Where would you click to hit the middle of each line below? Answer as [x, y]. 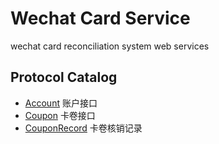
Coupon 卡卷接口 [60, 115]
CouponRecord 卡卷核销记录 [83, 128]
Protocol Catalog [64, 77]
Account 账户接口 [61, 103]
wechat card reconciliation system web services [110, 46]
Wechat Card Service [100, 18]
